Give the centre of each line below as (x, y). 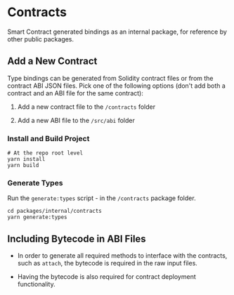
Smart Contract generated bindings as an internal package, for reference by (117, 32)
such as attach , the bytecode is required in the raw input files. (108, 263)
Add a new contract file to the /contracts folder (86, 107)
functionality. (36, 284)
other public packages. (41, 39)
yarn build (23, 166)
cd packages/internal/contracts (54, 211)
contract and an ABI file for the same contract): (76, 93)
